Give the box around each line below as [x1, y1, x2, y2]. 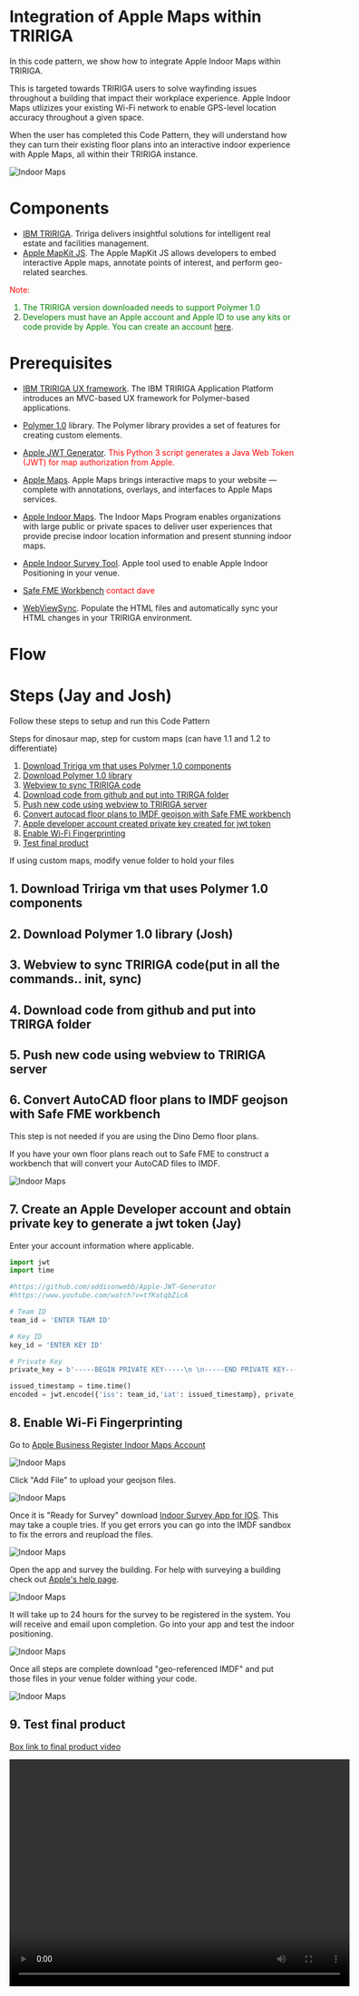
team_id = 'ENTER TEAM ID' [9, 1315, 112, 1324]
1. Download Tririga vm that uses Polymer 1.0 [9, 881, 269, 897]
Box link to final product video [9, 1741, 121, 1752]
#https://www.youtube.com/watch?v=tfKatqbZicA [9, 1291, 189, 1300]
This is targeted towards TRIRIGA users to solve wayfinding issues [9, 83, 257, 93]
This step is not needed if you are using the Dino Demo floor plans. [9, 1130, 259, 1141]
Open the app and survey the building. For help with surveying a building [9, 1564, 281, 1575]
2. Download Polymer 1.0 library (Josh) [9, 926, 234, 941]
